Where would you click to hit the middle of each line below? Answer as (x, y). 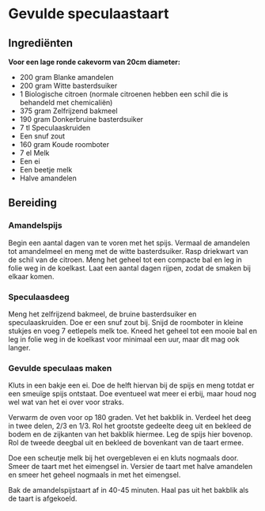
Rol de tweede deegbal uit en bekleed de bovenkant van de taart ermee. (126, 443)
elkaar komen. (31, 276)
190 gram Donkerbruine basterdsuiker (81, 119)
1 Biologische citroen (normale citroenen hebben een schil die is (124, 94)
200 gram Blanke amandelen (66, 77)
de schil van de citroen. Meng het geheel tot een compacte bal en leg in (125, 259)
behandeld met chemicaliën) (66, 102)
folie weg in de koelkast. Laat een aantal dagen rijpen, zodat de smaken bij (130, 268)
